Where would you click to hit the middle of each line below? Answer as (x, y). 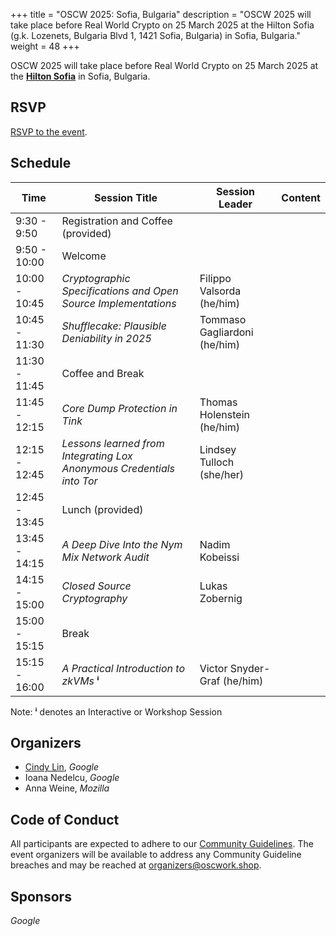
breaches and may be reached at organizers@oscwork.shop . (136, 865)
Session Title (126, 197)
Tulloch (217, 462)
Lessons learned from (113, 443)
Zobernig (221, 598)
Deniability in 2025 (106, 338)
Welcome (84, 256)
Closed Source (96, 586)
